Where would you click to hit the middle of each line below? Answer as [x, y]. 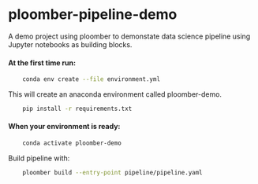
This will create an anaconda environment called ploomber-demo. [115, 94]
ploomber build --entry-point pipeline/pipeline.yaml [112, 172]
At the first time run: [42, 63]
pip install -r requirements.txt [77, 109]
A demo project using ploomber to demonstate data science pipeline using [129, 36]
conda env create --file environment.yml [91, 79]
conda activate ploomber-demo [72, 143]
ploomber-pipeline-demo [93, 15]
